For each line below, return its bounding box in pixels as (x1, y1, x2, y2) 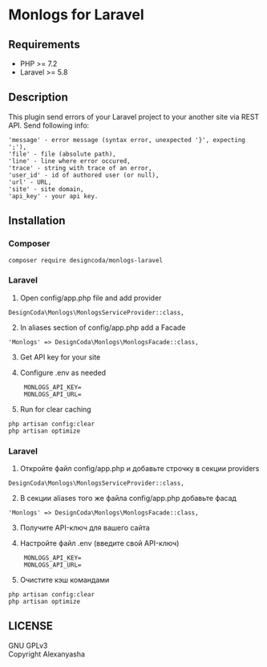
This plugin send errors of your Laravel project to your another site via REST (8, 112, 260, 121)
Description (8, 91, 68, 104)
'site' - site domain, (8, 185, 84, 193)
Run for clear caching (19, 404, 91, 414)
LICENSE (8, 620, 54, 633)
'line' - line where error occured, (8, 157, 131, 165)
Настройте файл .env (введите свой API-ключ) (19, 539, 180, 548)
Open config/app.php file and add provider (19, 293, 162, 303)
